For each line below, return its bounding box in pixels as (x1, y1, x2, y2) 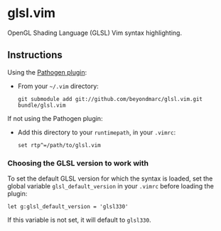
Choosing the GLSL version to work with (7, 158, 149, 168)
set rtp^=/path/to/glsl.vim (17, 141, 101, 149)
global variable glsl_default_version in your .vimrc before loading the (7, 182, 215, 190)
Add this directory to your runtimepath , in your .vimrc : (17, 128, 176, 136)
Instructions (7, 49, 63, 61)
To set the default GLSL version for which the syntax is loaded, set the (7, 174, 213, 183)
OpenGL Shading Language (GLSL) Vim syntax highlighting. (7, 28, 183, 37)
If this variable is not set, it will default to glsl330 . (7, 215, 151, 225)
